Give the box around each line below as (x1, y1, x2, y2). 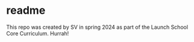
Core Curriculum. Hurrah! (6, 29, 69, 37)
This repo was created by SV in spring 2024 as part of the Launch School (6, 23, 188, 31)
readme (6, 4, 46, 17)
